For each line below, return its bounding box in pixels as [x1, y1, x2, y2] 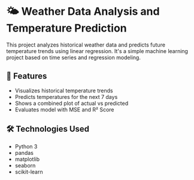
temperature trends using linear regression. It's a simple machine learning [6, 47, 189, 54]
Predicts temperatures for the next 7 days [14, 93, 118, 100]
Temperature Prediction [6, 21, 127, 35]
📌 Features [6, 71, 47, 81]
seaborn [14, 162, 36, 169]
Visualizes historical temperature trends [14, 87, 113, 94]
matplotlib [14, 156, 40, 163]
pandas [14, 149, 34, 156]
